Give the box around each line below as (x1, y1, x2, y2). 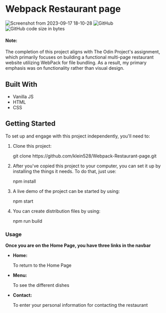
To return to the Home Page (12, 262, 72, 268)
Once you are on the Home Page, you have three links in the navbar (5, 242, 151, 249)
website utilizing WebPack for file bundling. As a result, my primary (5, 60, 147, 66)
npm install (12, 178, 36, 184)
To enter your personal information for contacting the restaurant (12, 302, 148, 308)
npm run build (12, 218, 43, 224)
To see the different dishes (12, 282, 70, 288)
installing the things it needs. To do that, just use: (12, 168, 117, 174)
